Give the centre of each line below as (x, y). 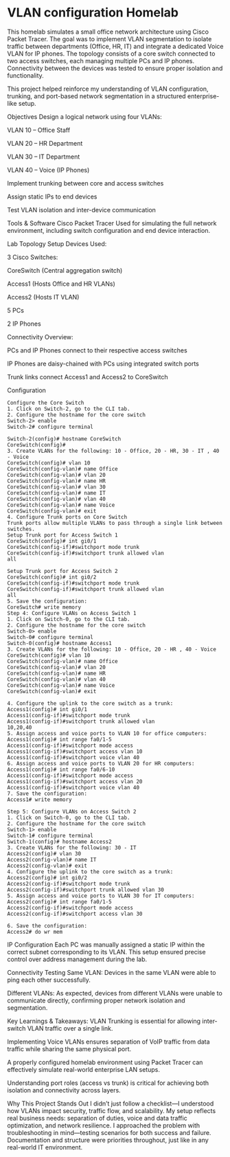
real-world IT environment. (45, 1147)
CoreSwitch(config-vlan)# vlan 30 (57, 487)
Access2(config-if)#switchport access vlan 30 (75, 914)
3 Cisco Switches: (33, 257)
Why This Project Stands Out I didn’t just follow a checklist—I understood (111, 1103)
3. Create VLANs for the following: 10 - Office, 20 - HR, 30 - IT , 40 (113, 451)
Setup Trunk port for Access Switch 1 (62, 535)
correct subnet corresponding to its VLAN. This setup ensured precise (106, 952)
